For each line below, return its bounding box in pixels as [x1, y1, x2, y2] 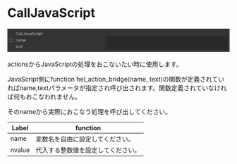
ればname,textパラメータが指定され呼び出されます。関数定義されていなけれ [7, 84, 227, 92]
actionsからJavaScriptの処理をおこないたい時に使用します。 [7, 60, 183, 68]
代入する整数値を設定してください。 [35, 146, 141, 154]
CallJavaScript [7, 5, 95, 21]
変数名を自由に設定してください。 [35, 134, 135, 143]
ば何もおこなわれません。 [7, 93, 81, 101]
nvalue [10, 146, 30, 154]
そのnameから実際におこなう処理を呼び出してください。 [7, 108, 171, 116]
